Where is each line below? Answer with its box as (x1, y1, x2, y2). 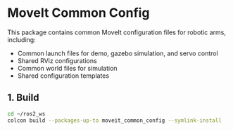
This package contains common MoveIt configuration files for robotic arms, (7, 28, 227, 36)
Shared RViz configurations (17, 56, 97, 64)
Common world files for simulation (17, 64, 118, 72)
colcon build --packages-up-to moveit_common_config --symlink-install (7, 117, 222, 124)
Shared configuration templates (17, 71, 110, 80)
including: (7, 35, 37, 43)
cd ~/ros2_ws (7, 110, 46, 117)
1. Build (7, 92, 39, 104)
